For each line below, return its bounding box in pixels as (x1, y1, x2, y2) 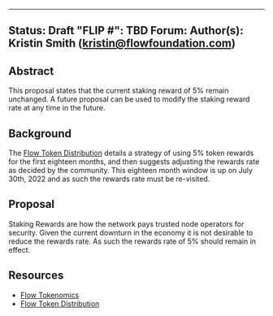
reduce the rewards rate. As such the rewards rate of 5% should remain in (8, 236, 257, 246)
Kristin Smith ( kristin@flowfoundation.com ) (8, 37, 236, 50)
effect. (8, 245, 31, 254)
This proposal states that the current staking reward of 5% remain (8, 86, 229, 96)
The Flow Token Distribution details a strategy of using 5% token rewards (8, 148, 254, 158)
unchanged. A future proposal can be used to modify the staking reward (8, 94, 250, 104)
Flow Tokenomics (19, 290, 80, 300)
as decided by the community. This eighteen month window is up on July (8, 166, 253, 175)
